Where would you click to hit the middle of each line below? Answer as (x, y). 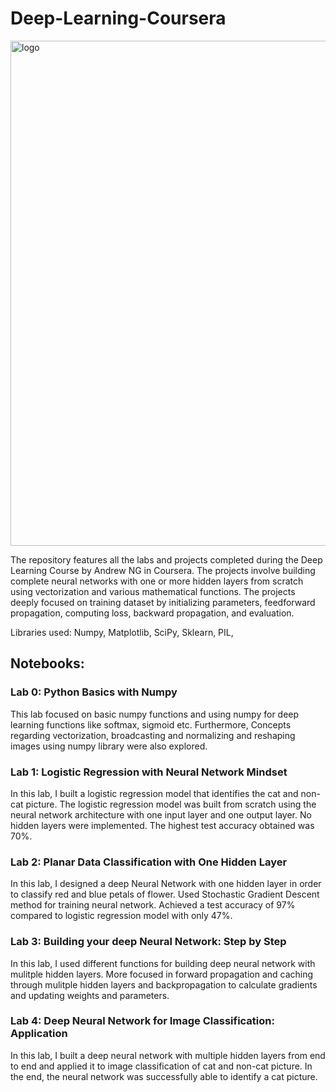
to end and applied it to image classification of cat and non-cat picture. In (161, 1066)
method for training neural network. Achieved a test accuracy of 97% (153, 905)
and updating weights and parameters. (90, 995)
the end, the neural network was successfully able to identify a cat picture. (164, 1076)
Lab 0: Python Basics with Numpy (94, 692)
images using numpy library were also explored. (109, 746)
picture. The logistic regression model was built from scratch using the (171, 804)
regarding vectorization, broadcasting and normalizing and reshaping (153, 735)
